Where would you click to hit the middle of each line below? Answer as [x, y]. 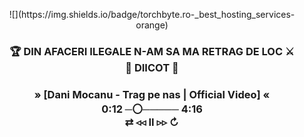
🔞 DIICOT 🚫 [152, 67]
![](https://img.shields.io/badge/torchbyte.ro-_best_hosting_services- [152, 14]
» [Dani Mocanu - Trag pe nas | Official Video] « [152, 94]
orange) [152, 25]
